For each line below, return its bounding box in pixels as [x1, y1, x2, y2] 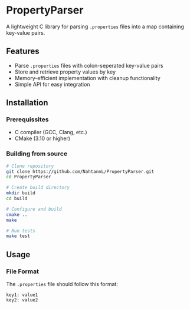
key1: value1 [6, 292, 38, 298]
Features [6, 46, 40, 57]
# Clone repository [6, 163, 54, 169]
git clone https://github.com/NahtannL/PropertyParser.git [6, 168, 155, 174]
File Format [6, 267, 40, 275]
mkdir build [6, 190, 35, 196]
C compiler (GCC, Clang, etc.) [14, 129, 87, 136]
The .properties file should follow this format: [6, 281, 118, 288]
